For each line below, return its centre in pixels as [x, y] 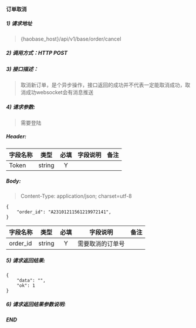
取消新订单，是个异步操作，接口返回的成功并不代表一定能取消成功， [103, 85]
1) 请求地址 [19, 24]
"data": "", [31, 280]
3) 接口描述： [22, 69]
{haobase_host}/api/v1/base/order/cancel [71, 39]
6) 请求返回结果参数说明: [36, 304]
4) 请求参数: [21, 107]
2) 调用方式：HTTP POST [37, 53]
